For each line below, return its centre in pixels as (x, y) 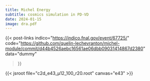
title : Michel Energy (28, 10)
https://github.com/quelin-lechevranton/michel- (70, 43)
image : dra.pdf (21, 24)
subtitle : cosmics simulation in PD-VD (47, 14)
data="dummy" (21, 54)
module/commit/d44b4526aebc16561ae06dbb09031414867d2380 (74, 48)
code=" (13, 43)
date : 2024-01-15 (23, 19)
